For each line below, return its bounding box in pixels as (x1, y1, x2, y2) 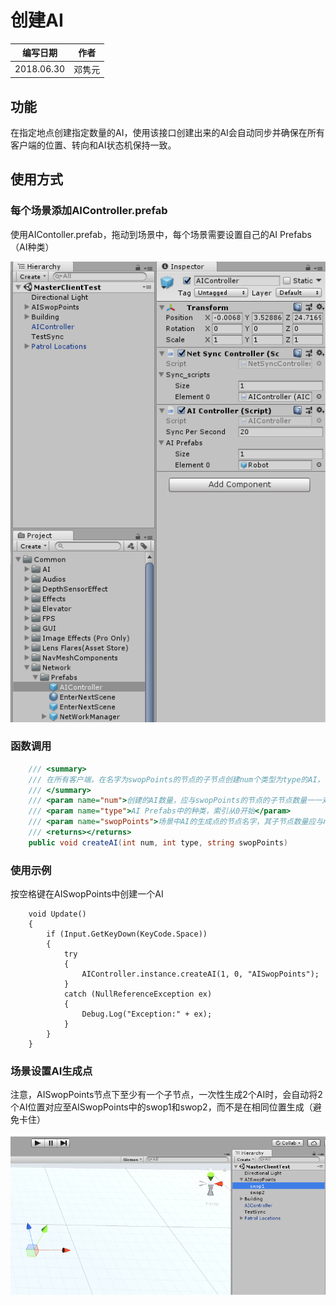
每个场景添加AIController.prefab (10, 204, 168, 218)
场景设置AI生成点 (10, 1064, 93, 1078)
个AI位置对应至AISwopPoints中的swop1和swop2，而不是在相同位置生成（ (10, 1101, 313, 1113)
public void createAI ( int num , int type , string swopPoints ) (28, 837, 288, 848)
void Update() (28, 909, 87, 920)
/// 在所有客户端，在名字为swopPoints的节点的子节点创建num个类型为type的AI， (28, 774, 325, 785)
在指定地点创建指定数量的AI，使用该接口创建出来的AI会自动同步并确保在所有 (10, 127, 325, 138)
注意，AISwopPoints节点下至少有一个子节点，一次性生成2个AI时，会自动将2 (10, 1089, 323, 1101)
